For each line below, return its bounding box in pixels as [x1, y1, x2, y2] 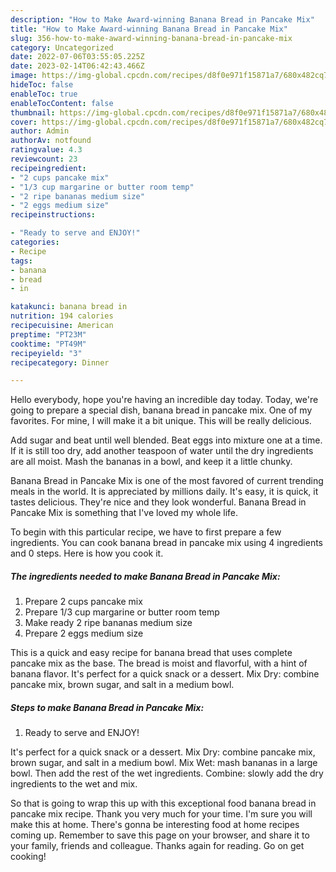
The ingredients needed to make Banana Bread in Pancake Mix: [10, 570, 281, 582]
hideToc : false [10, 80, 74, 90]
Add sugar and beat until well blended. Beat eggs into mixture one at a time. [10, 434, 323, 446]
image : [10, 71, 38, 81]
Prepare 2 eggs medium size [24, 627, 144, 640]
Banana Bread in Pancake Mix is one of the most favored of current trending [10, 475, 324, 487]
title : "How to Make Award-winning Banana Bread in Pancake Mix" [10, 24, 288, 34]
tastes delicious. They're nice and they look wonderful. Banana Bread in [10, 496, 307, 508]
